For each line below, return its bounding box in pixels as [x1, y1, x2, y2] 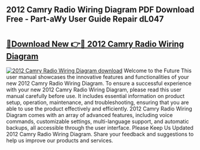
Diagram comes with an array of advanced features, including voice [6, 112, 173, 118]
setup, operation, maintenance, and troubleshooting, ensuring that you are [6, 99, 189, 106]
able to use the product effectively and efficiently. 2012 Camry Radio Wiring [6, 105, 192, 112]
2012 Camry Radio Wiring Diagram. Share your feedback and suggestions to [6, 131, 194, 137]
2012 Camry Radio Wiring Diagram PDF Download [6, 5, 195, 15]
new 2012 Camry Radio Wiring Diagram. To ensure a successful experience [6, 80, 192, 87]
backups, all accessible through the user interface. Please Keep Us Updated [6, 124, 194, 131]
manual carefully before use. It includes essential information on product [6, 93, 185, 99]
